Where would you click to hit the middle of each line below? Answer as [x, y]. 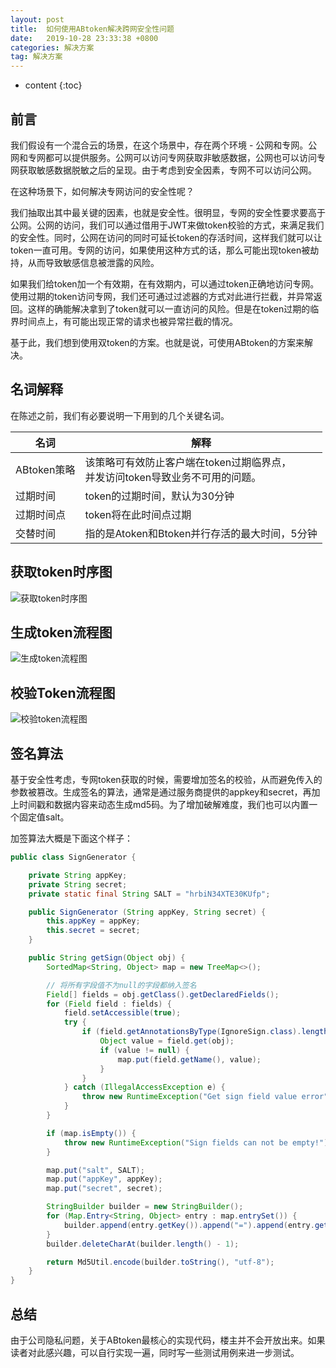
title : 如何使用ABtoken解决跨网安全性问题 [92, 29]
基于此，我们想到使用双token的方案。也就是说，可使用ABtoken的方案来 [157, 342]
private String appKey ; [78, 875]
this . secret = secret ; [93, 931]
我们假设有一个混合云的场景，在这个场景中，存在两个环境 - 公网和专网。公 [164, 145]
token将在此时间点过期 [138, 514]
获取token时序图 [61, 572]
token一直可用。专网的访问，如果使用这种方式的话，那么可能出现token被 [160, 250]
